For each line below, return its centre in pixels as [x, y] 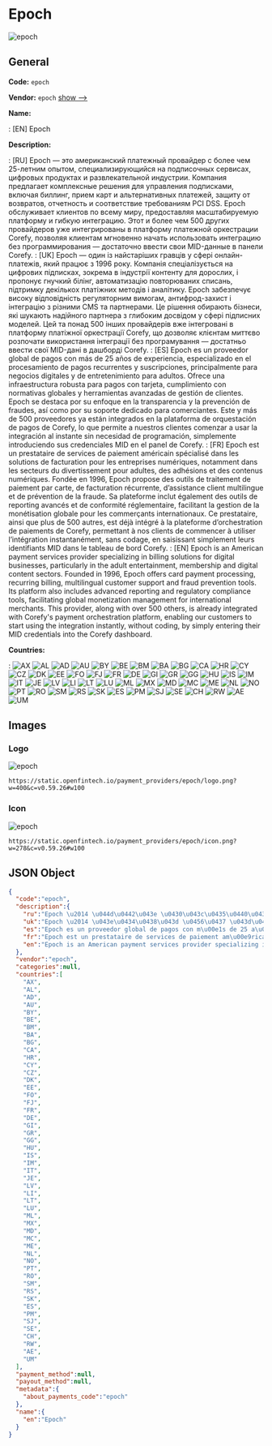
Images [28, 725]
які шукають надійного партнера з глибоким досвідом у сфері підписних [134, 315]
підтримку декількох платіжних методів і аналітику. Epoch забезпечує [130, 290]
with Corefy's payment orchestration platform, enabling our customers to [130, 616]
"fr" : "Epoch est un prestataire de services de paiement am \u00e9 [137, 937]
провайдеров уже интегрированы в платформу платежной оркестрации [134, 229]
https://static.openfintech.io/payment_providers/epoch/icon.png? [123, 841]
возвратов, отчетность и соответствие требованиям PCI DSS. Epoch [127, 203]
